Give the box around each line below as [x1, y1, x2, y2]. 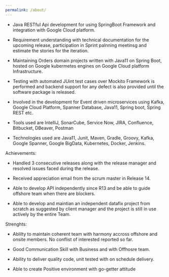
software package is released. [12, 89, 76, 95]
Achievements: [5, 150, 37, 156]
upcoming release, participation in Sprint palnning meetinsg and [12, 42, 147, 48]
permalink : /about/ [5, 7, 47, 13]
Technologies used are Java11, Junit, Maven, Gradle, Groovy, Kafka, [12, 134, 155, 141]
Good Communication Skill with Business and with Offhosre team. [12, 246, 150, 252]
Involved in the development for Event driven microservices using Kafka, [12, 99, 165, 105]
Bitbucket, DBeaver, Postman [12, 125, 74, 131]
